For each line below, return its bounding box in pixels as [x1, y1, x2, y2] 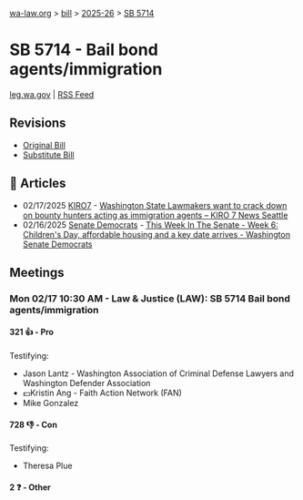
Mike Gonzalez [22, 398, 79, 409]
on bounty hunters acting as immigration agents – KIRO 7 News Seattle [22, 209, 288, 220]
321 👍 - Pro [9, 327, 55, 338]
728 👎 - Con [9, 419, 57, 430]
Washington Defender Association [22, 378, 151, 389]
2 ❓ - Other [9, 482, 52, 493]
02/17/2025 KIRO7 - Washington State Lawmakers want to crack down [22, 199, 288, 210]
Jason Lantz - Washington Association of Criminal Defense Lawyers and [22, 368, 294, 379]
